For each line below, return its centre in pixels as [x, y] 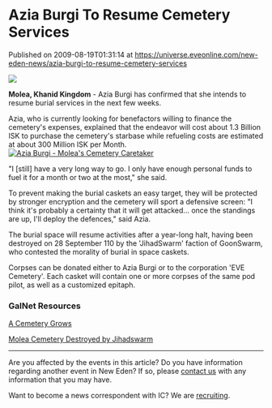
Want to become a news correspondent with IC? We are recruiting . [119, 396]
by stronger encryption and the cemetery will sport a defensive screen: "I [131, 201]
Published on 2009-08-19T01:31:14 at [71, 54]
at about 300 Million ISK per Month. [68, 144]
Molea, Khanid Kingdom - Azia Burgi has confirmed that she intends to [127, 94]
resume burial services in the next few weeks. [85, 102]
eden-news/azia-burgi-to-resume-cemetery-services [98, 63]
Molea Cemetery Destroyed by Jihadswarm [81, 339]
